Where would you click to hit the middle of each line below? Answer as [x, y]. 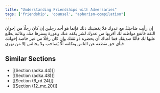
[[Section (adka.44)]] [34, 71]
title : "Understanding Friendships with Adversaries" [61, 9]
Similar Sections [31, 59]
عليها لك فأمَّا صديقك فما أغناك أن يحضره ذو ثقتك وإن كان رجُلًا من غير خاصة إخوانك [80, 38]
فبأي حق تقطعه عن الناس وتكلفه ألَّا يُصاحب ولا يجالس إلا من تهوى [65, 43]
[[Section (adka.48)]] [33, 75]
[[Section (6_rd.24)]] [33, 81]
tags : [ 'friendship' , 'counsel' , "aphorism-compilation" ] [65, 14]
